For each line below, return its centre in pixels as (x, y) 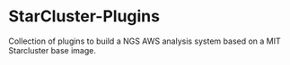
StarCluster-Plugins (84, 16)
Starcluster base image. (52, 50)
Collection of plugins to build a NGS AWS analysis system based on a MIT (145, 41)
